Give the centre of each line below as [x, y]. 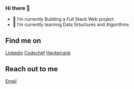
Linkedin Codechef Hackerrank [38, 53]
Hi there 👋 [18, 8]
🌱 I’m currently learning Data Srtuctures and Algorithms [71, 24]
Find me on [23, 40]
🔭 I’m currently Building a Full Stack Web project [63, 19]
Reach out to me [32, 69]
